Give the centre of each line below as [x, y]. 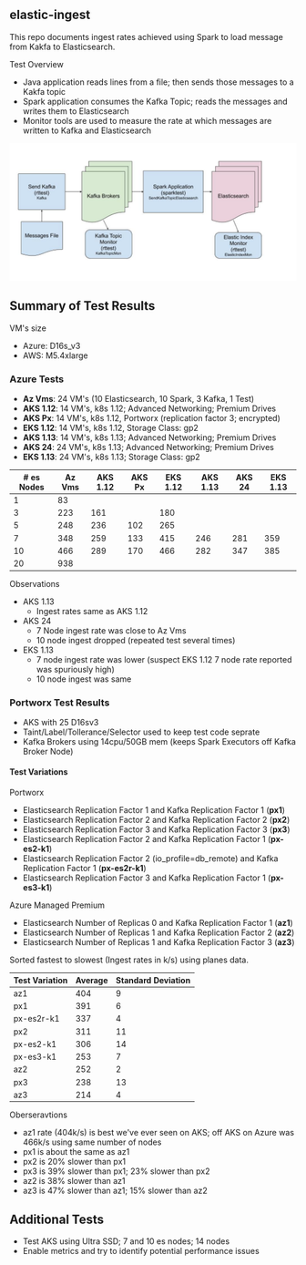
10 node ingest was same [84, 679]
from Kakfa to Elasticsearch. [62, 46]
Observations [35, 583]
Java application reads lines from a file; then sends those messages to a [158, 82]
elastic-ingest [50, 15]
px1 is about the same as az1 [76, 1152]
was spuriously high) [76, 669]
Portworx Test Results [60, 703]
